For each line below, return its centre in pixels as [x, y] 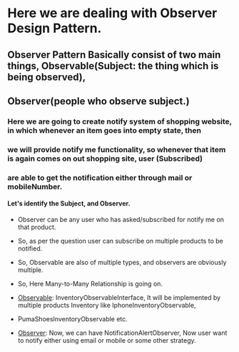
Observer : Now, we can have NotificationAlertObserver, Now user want [122, 333]
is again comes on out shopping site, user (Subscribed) [105, 159]
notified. [30, 248]
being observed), [47, 77]
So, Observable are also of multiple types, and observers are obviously [122, 262]
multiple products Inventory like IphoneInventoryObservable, [107, 305]
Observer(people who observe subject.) [99, 101]
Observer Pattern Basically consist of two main [114, 55]
